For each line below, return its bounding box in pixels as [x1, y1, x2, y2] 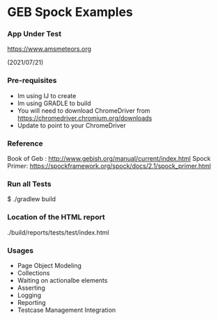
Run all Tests [7, 179, 52, 189]
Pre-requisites [7, 76, 57, 86]
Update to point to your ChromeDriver [17, 121, 127, 130]
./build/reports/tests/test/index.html [7, 228, 109, 237]
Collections [17, 269, 50, 277]
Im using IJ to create [17, 91, 77, 100]
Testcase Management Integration [17, 306, 116, 314]
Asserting [17, 283, 45, 292]
